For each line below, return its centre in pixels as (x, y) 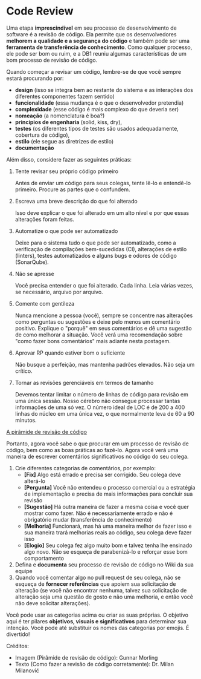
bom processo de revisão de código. (52, 60)
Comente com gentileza (45, 303)
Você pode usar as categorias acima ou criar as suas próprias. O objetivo (97, 615)
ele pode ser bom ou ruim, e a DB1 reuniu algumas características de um (97, 53)
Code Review (40, 11)
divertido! (18, 634)
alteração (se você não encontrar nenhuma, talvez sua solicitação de (101, 590)
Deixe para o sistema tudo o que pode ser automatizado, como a (95, 243)
